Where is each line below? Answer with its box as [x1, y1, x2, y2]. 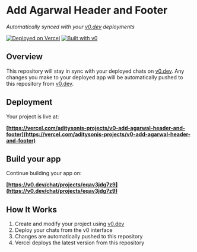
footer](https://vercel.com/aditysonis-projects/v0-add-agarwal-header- [6, 131, 191, 138]
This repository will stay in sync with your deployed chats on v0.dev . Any [6, 67, 185, 75]
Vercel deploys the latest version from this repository [14, 239, 145, 246]
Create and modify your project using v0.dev [14, 220, 125, 228]
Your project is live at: [6, 113, 59, 120]
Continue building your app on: [6, 170, 82, 177]
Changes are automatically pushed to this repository [14, 233, 143, 240]
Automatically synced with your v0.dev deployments [6, 23, 135, 30]
